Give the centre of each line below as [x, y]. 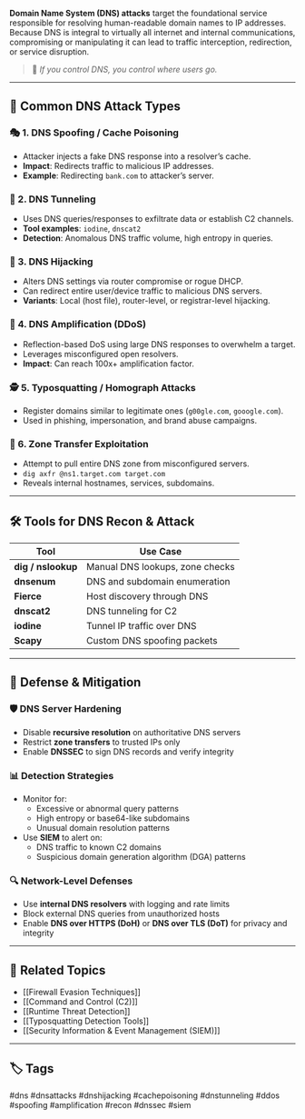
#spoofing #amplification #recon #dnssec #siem [100, 1104]
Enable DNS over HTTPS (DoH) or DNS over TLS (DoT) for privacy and [155, 924]
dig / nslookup [46, 566]
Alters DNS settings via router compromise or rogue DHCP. [133, 282]
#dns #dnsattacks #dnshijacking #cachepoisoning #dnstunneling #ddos [144, 1095]
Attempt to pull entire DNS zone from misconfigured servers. [136, 464]
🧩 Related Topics [58, 970]
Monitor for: [45, 798]
